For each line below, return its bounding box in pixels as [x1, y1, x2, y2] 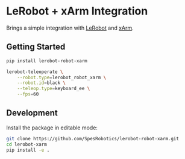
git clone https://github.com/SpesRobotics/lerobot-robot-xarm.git [6, 135, 180, 141]
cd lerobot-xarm [6, 141, 47, 148]
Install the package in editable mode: [6, 124, 98, 131]
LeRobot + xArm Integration [6, 4, 148, 18]
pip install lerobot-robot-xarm [6, 57, 87, 64]
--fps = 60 [17, 91, 39, 97]
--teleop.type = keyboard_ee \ [17, 86, 90, 92]
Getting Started [6, 42, 66, 52]
